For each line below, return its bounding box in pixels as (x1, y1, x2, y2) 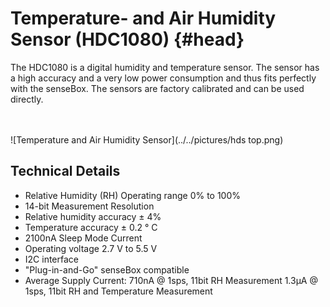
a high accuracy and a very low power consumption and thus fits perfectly (10, 72, 317, 84)
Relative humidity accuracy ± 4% (24, 210, 162, 222)
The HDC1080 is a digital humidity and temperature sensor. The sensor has (10, 61, 320, 73)
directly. (10, 93, 44, 105)
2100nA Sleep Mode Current (24, 232, 143, 244)
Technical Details (10, 163, 121, 180)
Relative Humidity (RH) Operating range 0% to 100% (24, 189, 242, 201)
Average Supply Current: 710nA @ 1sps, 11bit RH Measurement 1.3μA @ (24, 274, 318, 286)
